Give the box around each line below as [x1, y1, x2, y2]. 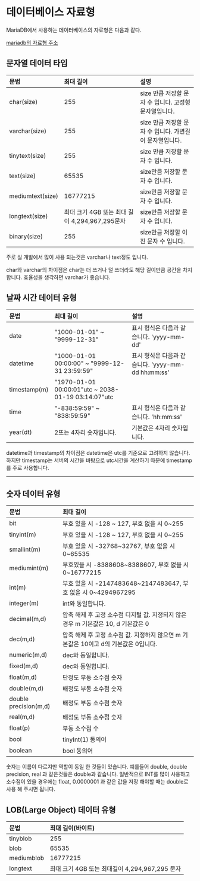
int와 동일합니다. [62, 599, 106, 608]
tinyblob [9, 834, 32, 843]
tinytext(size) [9, 151, 46, 160]
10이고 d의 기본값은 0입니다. [80, 640, 158, 648]
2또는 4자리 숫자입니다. [54, 428, 117, 436]
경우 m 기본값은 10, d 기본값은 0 [62, 620, 149, 628]
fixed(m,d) [9, 662, 39, 670]
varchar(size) [9, 127, 47, 135]
